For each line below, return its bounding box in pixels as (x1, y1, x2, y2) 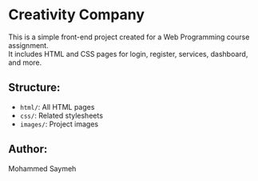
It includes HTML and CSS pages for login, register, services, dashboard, (8, 49, 248, 58)
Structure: (8, 81, 61, 95)
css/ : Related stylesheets (19, 111, 104, 120)
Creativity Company (8, 6, 145, 24)
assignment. (8, 40, 50, 50)
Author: (8, 143, 48, 156)
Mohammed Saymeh (8, 163, 77, 173)
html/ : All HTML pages (19, 102, 95, 111)
